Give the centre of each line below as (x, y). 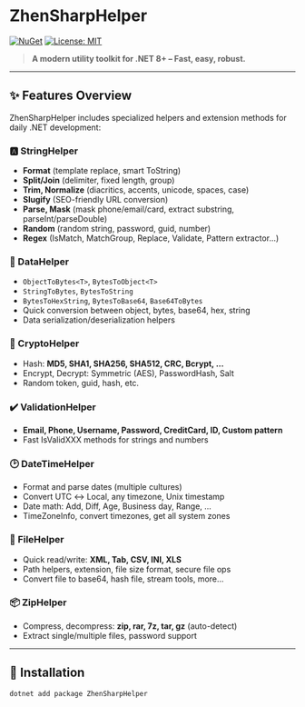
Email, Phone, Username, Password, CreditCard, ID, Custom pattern (152, 430)
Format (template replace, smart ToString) (102, 171)
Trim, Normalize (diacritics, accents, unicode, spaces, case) (136, 190)
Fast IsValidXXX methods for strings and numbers (115, 439)
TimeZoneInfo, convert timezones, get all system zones (126, 516)
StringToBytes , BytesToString (78, 291)
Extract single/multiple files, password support (110, 635)
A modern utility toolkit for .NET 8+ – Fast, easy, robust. (138, 58)
